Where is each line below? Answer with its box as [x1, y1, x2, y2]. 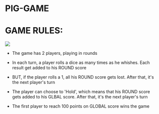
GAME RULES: [5, 25, 63, 36]
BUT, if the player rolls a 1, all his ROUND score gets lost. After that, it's [12, 74, 154, 80]
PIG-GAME [5, 3, 50, 14]
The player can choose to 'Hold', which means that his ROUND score [12, 89, 150, 95]
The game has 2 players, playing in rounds [12, 50, 98, 56]
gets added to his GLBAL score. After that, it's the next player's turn [12, 94, 148, 100]
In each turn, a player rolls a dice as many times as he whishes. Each [12, 60, 150, 65]
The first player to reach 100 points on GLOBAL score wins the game [12, 103, 150, 109]
